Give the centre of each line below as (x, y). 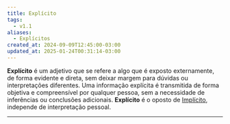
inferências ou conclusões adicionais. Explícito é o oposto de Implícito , (107, 99)
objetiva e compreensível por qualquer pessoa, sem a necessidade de (106, 92)
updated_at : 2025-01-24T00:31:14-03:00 (64, 52)
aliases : (20, 32)
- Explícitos (32, 39)
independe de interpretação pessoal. (59, 107)
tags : (15, 20)
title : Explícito (32, 13)
